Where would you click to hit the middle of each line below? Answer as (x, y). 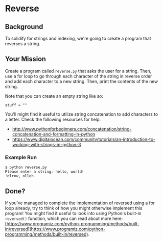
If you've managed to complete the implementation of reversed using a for (80, 203)
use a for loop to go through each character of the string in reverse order (79, 76)
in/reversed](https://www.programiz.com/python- (55, 229)
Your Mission (25, 59)
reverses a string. (23, 44)
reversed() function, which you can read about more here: (64, 218)
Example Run (21, 157)
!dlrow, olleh (20, 176)
